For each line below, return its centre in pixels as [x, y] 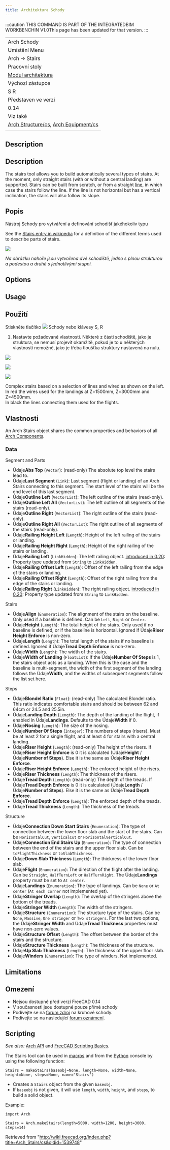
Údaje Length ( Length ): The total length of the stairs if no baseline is [83, 641]
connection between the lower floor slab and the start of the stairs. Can [87, 832]
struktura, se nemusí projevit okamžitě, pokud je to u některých [79, 342]
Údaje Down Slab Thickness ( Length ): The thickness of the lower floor [86, 859]
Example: [15, 1105]
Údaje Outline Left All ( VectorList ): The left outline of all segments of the [89, 503]
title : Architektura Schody [35, 10]
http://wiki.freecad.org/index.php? [75, 1137]
